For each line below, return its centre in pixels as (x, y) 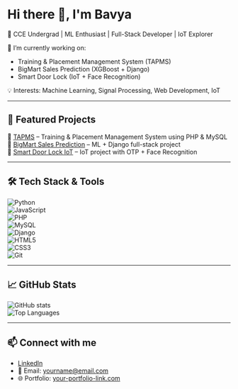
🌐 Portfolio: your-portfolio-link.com (69, 378)
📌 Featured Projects (52, 120)
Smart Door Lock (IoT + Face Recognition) (79, 77)
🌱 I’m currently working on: (47, 47)
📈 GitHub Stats (42, 284)
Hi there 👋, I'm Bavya (70, 15)
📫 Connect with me (52, 343)
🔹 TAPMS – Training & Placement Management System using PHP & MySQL (118, 137)
